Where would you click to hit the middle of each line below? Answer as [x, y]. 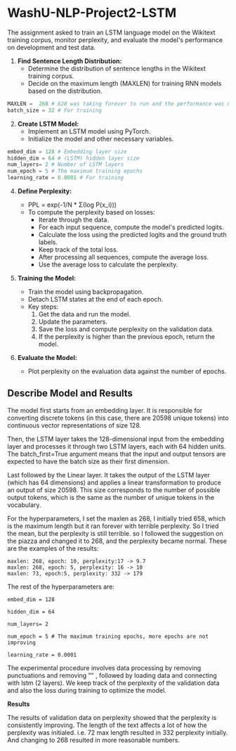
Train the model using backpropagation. [86, 292]
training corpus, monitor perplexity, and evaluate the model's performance [115, 39]
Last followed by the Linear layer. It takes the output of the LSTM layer [109, 475]
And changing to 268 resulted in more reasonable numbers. [94, 740]
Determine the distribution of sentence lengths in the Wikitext [117, 68]
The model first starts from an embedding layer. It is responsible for [105, 410]
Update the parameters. [73, 322]
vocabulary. [24, 505]
